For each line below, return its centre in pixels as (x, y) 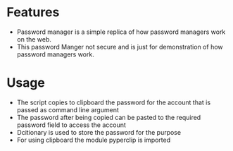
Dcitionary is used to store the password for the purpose (99, 132)
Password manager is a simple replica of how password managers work (121, 32)
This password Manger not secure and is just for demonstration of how (120, 47)
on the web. (34, 39)
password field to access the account (71, 125)
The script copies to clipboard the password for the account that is (114, 102)
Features (33, 12)
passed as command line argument (68, 109)
